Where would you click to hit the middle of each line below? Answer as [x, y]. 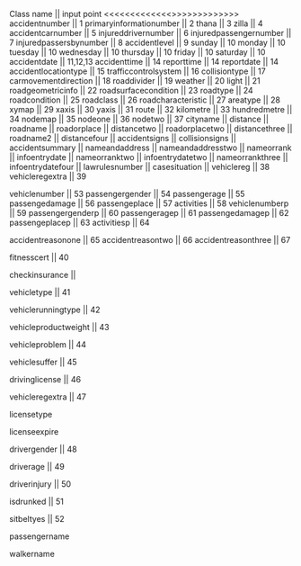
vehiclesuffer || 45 [44, 362]
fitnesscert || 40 [39, 257]
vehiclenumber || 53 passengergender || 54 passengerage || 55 [127, 194]
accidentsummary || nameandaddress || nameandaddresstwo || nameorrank [150, 148]
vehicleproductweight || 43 [59, 327]
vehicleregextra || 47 [48, 397]
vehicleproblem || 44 [48, 345]
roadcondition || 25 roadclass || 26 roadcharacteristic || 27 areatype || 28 [145, 100]
